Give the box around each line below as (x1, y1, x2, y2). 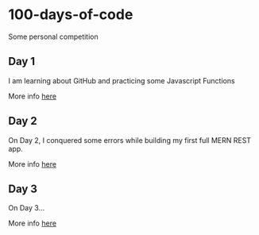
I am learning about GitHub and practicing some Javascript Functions (8, 75, 236, 85)
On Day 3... (8, 203, 45, 213)
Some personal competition (8, 32, 99, 41)
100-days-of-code (8, 6, 133, 24)
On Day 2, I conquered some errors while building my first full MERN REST (8, 135, 252, 144)
